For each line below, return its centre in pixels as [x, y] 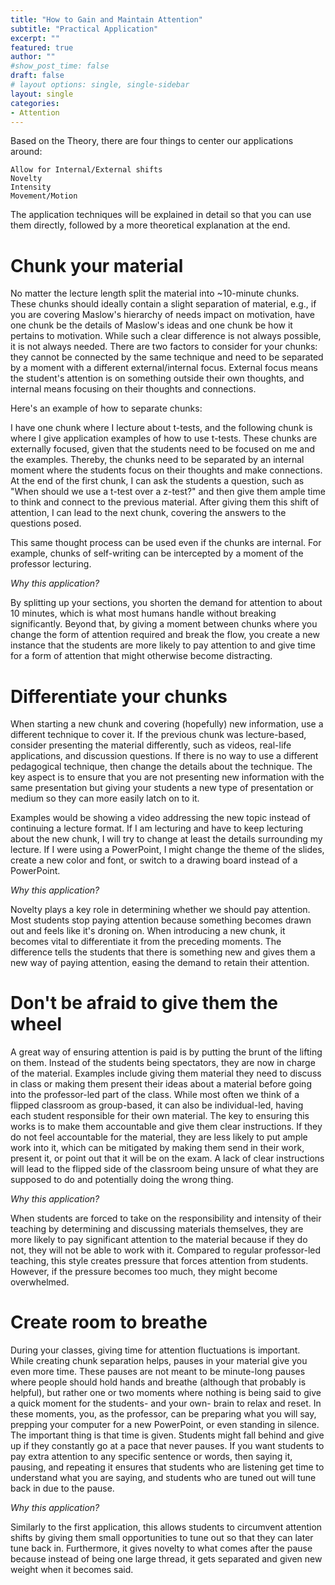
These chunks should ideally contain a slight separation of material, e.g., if [163, 304]
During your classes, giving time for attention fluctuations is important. [155, 1350]
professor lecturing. [51, 564]
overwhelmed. [40, 1282]
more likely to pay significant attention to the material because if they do [159, 1240]
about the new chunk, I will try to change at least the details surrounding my [166, 839]
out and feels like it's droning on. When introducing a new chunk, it [148, 931]
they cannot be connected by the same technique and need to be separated [167, 357]
